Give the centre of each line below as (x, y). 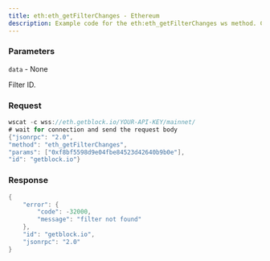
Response (28, 180)
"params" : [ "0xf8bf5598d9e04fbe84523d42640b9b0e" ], (96, 152)
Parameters (31, 52)
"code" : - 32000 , (64, 212)
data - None (28, 68)
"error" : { (41, 205)
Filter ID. (22, 85)
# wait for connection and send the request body (93, 130)
